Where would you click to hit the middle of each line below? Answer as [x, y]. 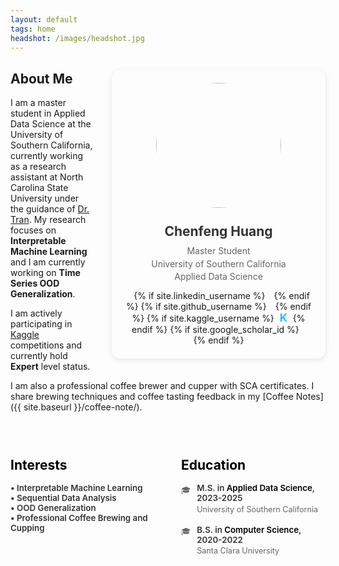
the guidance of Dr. [50, 209]
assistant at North [47, 177]
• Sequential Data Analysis [63, 498]
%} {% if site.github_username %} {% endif [218, 307]
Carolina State [39, 188]
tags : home [33, 29]
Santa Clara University [238, 551]
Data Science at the [51, 124]
